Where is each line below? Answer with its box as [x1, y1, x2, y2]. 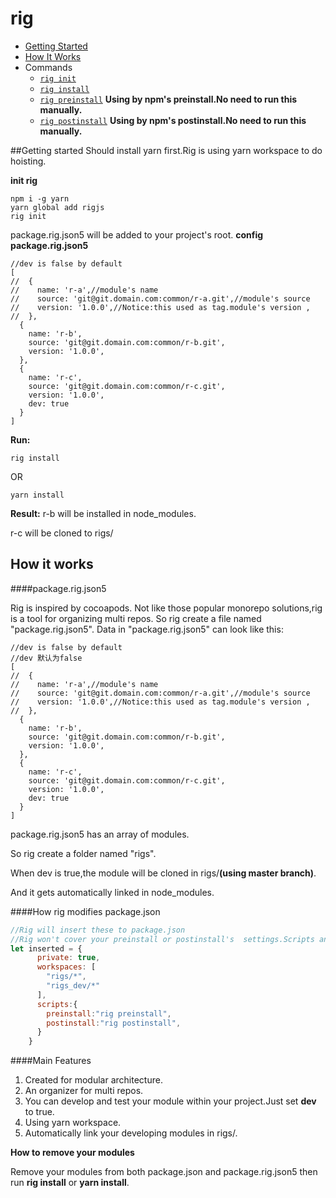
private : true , [36, 953, 101, 963]
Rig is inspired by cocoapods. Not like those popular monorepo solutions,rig [10, 602, 323, 614]
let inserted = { [10, 943, 83, 954]
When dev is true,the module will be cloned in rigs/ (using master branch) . [10, 867, 317, 879]
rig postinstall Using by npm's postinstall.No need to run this [39, 114, 307, 126]
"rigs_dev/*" [46, 981, 101, 991]
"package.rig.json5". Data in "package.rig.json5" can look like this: [10, 623, 284, 635]
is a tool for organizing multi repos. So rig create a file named [10, 612, 262, 624]
